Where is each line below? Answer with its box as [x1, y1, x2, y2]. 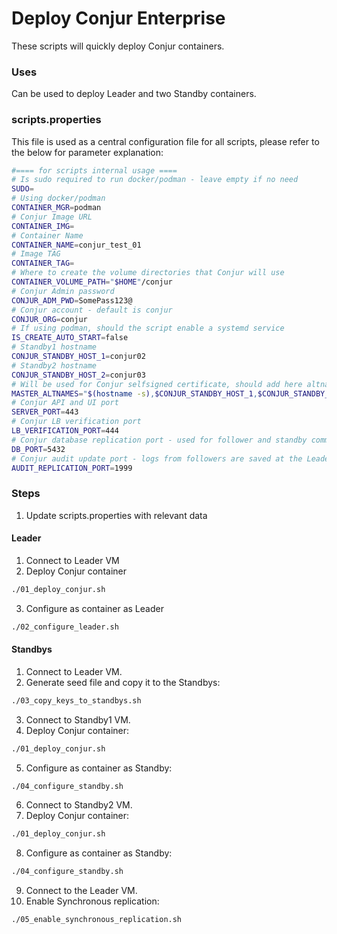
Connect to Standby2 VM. [25, 799, 133, 811]
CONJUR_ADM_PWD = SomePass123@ [11, 295, 133, 306]
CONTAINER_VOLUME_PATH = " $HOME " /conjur [11, 277, 173, 287]
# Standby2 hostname [11, 360, 98, 371]
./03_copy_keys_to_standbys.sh [11, 695, 142, 706]
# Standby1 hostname [11, 342, 98, 352]
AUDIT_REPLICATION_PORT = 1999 [11, 463, 133, 473]
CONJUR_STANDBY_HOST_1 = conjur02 [11, 352, 146, 362]
